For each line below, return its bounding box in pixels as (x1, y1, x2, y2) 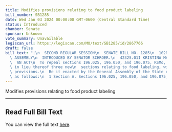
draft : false (5, 46, 33, 51)
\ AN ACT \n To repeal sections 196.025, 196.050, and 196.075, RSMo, (10, 60, 166, 65)
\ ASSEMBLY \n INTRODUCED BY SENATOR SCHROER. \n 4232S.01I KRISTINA (10, 55, 161, 60)
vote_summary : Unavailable (5, 36, 63, 41)
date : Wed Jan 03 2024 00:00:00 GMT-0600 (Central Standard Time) (5, 17, 150, 22)
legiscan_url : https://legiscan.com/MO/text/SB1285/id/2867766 (5, 41, 143, 46)
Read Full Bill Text (5, 108, 63, 117)
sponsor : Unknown (5, 31, 42, 36)
